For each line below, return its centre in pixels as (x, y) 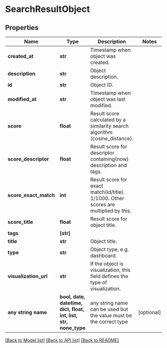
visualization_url (28, 276)
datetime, (71, 303)
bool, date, (72, 297)
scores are (103, 204)
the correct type (109, 322)
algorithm (101, 132)
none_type (72, 328)
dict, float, (72, 309)
